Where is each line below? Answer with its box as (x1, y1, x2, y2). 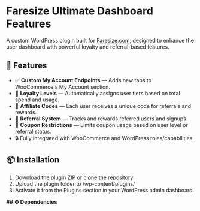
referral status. (14, 128, 52, 135)
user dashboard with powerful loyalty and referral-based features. (6, 43, 169, 50)
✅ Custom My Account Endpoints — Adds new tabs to (14, 76, 151, 83)
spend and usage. (14, 96, 60, 103)
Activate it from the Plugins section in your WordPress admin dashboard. (14, 186, 195, 194)
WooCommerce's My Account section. (14, 83, 111, 91)
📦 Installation (6, 155, 60, 165)
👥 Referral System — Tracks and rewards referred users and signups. (14, 115, 188, 122)
